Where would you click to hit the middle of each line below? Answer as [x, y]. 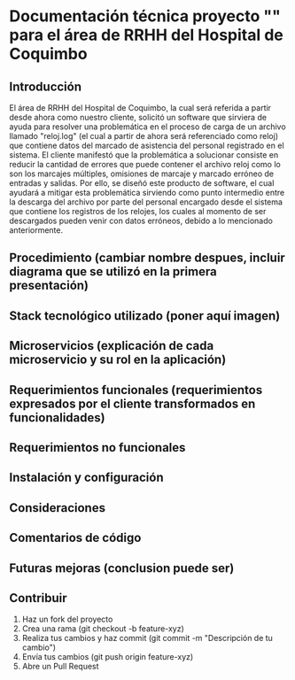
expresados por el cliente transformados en [132, 403]
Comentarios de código [75, 538]
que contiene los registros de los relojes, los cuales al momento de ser [138, 211]
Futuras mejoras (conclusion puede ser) [122, 568]
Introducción [46, 86]
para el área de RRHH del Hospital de [146, 35]
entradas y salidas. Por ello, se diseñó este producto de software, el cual [142, 183]
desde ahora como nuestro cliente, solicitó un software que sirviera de [138, 117]
